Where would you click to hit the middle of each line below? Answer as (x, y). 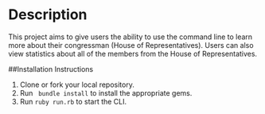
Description (48, 15)
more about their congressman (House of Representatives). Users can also (131, 45)
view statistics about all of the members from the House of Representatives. (132, 53)
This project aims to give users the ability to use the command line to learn (131, 37)
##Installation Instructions (51, 69)
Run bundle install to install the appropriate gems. (106, 92)
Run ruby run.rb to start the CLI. (73, 101)
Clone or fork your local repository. (77, 85)
